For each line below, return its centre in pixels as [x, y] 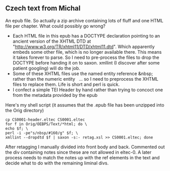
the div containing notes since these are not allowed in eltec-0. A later [78, 152]
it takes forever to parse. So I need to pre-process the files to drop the [86, 57]
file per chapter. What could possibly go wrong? [55, 26]
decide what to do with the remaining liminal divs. [57, 163]
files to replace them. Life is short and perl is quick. [66, 84]
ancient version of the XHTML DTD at [52, 41]
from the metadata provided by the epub [55, 95]
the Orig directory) [25, 110]
